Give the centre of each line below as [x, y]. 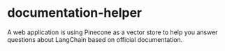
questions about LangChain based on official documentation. [95, 39]
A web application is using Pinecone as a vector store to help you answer [112, 32]
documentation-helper [75, 13]
